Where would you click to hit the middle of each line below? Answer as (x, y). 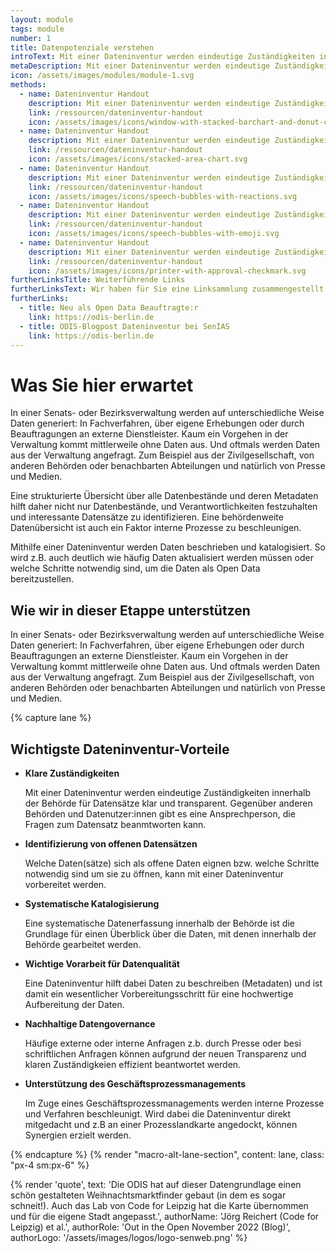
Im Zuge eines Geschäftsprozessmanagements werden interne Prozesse (174, 1103)
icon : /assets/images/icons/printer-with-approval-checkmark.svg (167, 271)
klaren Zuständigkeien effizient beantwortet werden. (133, 1064)
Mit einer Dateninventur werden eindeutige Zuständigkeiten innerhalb (168, 792)
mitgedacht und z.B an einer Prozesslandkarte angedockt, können (161, 1124)
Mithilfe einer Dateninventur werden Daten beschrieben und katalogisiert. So (168, 547)
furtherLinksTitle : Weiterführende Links (98, 280)
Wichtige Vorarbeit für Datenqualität (102, 963)
